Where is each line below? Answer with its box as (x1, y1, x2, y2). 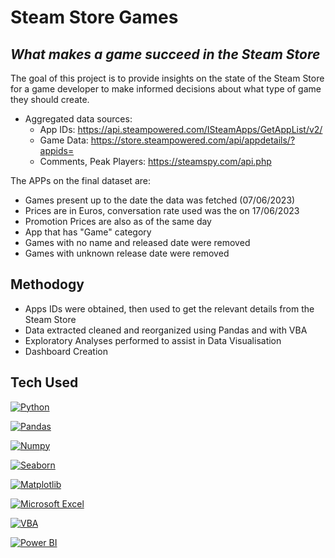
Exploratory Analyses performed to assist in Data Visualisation (24, 334, 282, 346)
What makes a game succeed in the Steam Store (10, 46, 321, 63)
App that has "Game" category (24, 226, 152, 238)
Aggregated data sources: (24, 113, 133, 125)
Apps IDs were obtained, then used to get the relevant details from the (24, 302, 315, 315)
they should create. (10, 94, 90, 105)
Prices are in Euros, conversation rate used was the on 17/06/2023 (24, 205, 300, 216)
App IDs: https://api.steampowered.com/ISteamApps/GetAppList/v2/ (39, 124, 323, 135)
